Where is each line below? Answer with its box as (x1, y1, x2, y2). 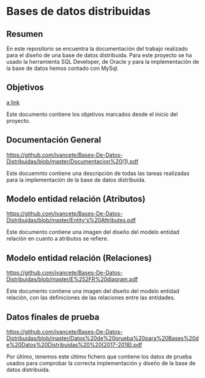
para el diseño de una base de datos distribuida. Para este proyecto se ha (6, 52, 192, 59)
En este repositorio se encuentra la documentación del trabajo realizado (6, 45, 188, 52)
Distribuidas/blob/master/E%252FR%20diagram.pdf (6, 276, 138, 283)
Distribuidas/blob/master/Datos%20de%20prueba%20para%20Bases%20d (6, 334, 199, 342)
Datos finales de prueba (6, 312, 100, 322)
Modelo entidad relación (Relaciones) (6, 253, 152, 263)
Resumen (6, 29, 43, 39)
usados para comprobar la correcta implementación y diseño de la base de (6, 360, 196, 367)
